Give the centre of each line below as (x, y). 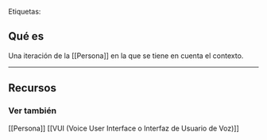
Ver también (33, 111)
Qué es (26, 36)
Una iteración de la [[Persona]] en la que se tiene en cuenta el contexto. (126, 56)
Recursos (33, 88)
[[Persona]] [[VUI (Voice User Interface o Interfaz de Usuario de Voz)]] (124, 128)
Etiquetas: (25, 12)
